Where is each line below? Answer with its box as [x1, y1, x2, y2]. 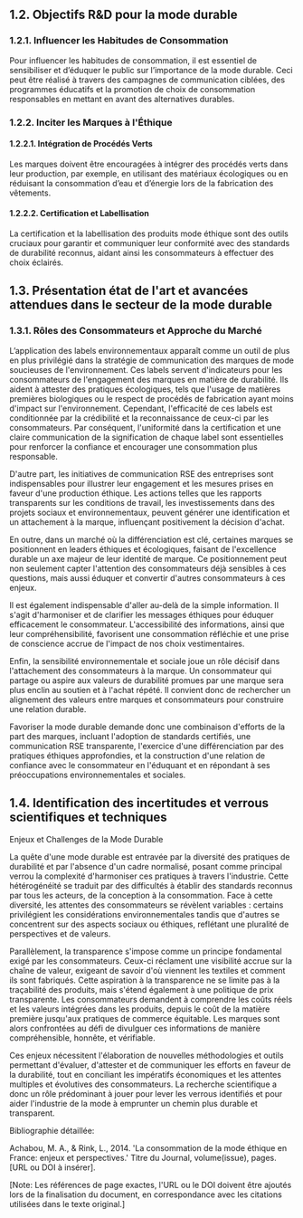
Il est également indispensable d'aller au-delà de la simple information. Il [9, 599, 279, 610]
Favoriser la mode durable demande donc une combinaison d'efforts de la [9, 721, 286, 732]
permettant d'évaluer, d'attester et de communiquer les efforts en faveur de [9, 1059, 291, 1071]
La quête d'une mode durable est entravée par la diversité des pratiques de [9, 851, 291, 862]
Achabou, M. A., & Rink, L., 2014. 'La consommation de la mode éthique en [9, 1142, 288, 1153]
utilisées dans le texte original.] [9, 1198, 126, 1209]
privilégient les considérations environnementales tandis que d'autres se [9, 909, 280, 919]
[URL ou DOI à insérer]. [9, 1162, 97, 1173]
